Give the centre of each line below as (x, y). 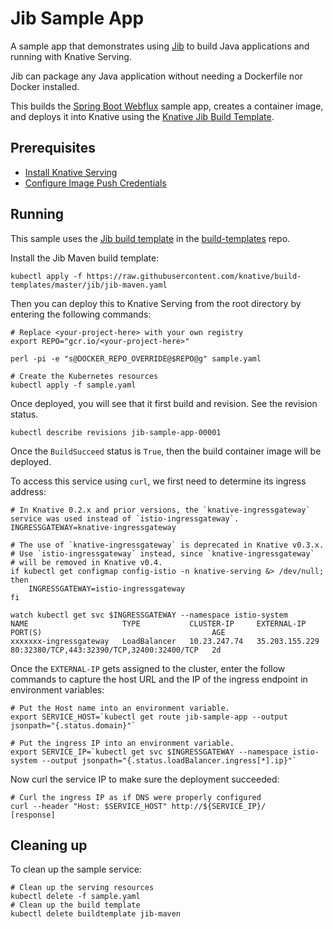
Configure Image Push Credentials (95, 183)
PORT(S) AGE (118, 632)
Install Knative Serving (71, 172)
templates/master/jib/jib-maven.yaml (89, 285)
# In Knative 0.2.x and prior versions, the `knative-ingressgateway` (160, 510)
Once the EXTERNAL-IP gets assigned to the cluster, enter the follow (148, 668)
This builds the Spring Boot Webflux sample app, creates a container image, (167, 106)
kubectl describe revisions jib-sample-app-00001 (116, 432)
